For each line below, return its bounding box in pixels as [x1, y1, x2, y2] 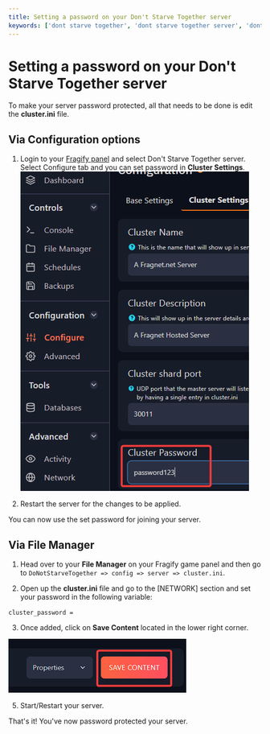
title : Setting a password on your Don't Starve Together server [8, 13, 231, 21]
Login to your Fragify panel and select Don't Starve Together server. [19, 154, 246, 164]
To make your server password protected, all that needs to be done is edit [8, 101, 253, 110]
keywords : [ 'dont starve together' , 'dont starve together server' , [8, 21, 243, 30]
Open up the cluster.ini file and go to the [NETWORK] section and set [19, 583, 252, 593]
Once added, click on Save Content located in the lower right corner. [19, 623, 249, 633]
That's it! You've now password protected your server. [8, 716, 188, 726]
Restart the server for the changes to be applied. [19, 499, 182, 509]
